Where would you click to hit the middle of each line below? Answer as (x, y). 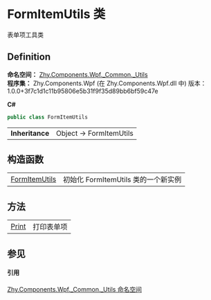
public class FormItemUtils (48, 117)
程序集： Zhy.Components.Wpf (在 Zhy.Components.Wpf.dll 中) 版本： (107, 83)
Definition (29, 57)
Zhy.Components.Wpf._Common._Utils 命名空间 (74, 289)
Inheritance (30, 133)
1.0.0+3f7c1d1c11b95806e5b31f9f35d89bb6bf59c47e (83, 91)
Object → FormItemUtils (95, 133)
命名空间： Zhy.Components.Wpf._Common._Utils (77, 74)
